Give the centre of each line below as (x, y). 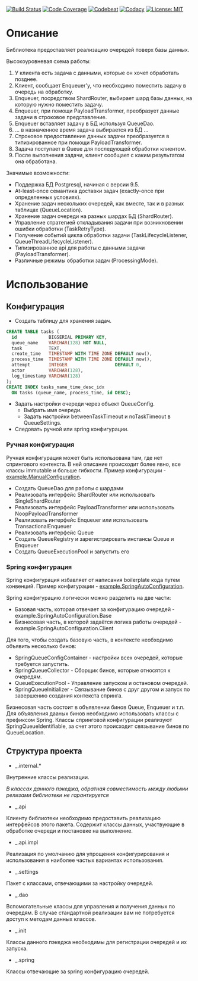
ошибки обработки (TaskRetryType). (60, 229)
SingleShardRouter (38, 501)
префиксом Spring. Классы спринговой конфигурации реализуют (89, 720)
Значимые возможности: (38, 173)
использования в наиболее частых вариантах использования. (85, 860)
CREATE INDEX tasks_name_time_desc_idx (55, 387)
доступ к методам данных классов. (51, 919)
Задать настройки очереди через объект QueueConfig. (85, 404)
